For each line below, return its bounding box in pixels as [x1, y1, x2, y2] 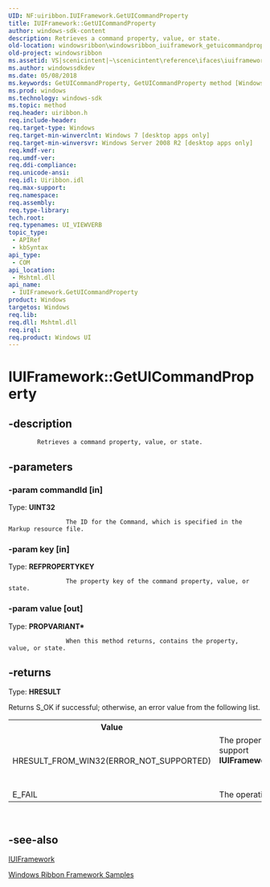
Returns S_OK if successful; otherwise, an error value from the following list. [8, 703, 261, 712]
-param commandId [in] [8, 484, 103, 495]
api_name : [8, 281, 42, 290]
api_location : [8, 266, 56, 274]
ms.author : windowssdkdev [8, 64, 95, 72]
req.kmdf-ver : [8, 146, 56, 154]
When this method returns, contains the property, [65, 637, 239, 645]
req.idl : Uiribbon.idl [8, 176, 84, 185]
